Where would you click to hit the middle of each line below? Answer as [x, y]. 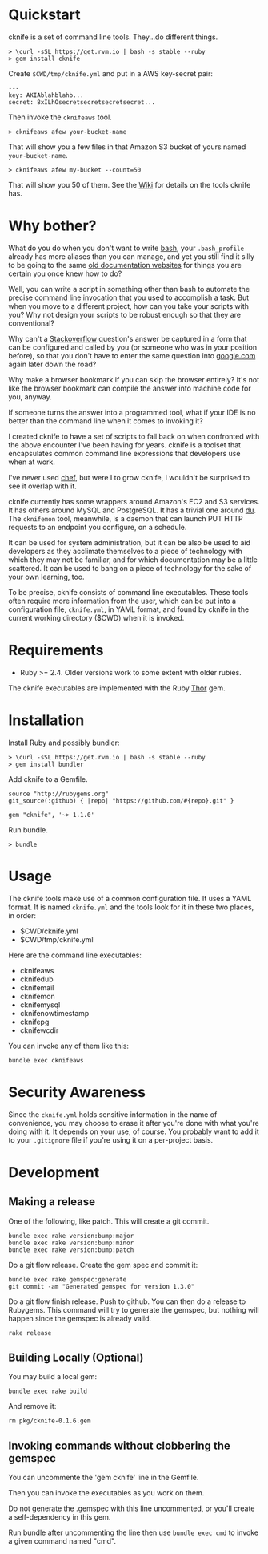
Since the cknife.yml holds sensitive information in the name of [113, 1114]
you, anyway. [30, 397]
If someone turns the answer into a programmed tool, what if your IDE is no [132, 412]
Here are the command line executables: [75, 955]
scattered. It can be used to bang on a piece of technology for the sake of [130, 568]
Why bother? [52, 226]
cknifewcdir [39, 1030]
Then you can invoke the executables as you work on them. [106, 1493]
